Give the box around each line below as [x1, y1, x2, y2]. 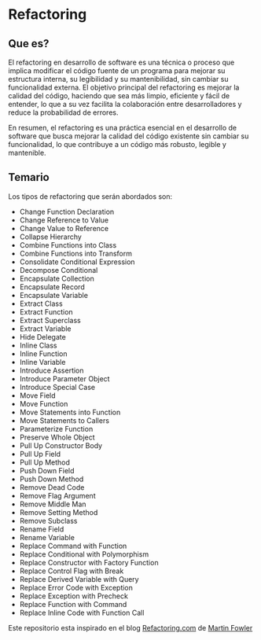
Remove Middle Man [19, 499, 86, 509]
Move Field [19, 391, 57, 400]
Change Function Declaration [19, 207, 115, 216]
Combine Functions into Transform [19, 248, 132, 258]
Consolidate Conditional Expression [19, 257, 135, 267]
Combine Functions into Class [19, 240, 117, 249]
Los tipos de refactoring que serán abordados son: [8, 191, 173, 201]
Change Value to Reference [19, 223, 109, 233]
